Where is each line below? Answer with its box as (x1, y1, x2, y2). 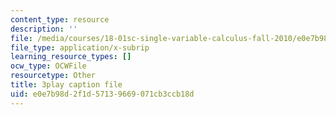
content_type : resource (10, 14, 110, 25)
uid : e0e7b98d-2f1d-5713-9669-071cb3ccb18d (10, 89, 195, 99)
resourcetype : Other (10, 71, 97, 81)
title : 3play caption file (10, 80, 123, 90)
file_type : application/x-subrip (10, 42, 150, 53)
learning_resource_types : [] (10, 52, 132, 62)
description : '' (10, 24, 78, 34)
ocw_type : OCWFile (10, 61, 87, 71)
